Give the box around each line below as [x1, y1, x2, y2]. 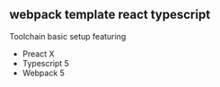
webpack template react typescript [9, 7, 211, 22]
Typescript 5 [22, 57, 70, 68]
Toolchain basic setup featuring [9, 30, 127, 41]
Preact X [22, 48, 56, 59]
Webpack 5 [22, 67, 66, 78]
